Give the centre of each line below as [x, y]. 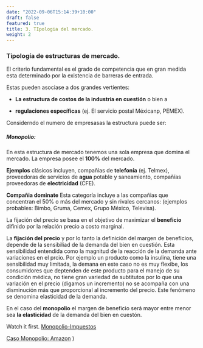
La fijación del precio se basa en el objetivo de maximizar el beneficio [94, 220]
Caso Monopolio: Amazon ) [40, 338]
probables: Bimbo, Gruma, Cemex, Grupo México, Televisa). [81, 208]
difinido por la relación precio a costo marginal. [65, 227]
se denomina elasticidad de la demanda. [57, 297]
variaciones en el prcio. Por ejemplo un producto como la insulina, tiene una [101, 258]
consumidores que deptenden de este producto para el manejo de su [93, 271]
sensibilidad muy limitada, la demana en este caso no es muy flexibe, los [97, 264]
